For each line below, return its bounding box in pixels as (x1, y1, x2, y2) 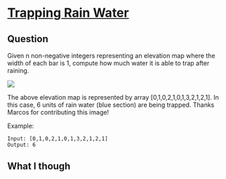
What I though (7, 160, 71, 173)
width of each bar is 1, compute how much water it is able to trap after (7, 59, 210, 67)
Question (7, 33, 48, 45)
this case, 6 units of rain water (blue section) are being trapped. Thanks (7, 100, 215, 109)
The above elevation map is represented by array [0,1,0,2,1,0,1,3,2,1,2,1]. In (7, 93, 220, 101)
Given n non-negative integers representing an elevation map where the (7, 51, 215, 60)
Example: (7, 121, 34, 130)
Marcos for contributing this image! (7, 108, 109, 117)
